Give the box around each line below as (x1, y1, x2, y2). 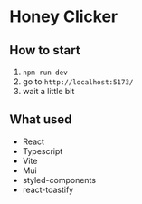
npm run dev (22, 68, 68, 77)
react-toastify (22, 184, 74, 195)
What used (9, 112, 72, 128)
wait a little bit (22, 86, 75, 96)
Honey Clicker (9, 6, 118, 27)
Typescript (22, 145, 63, 156)
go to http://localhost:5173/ (22, 76, 134, 87)
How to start (9, 43, 80, 58)
